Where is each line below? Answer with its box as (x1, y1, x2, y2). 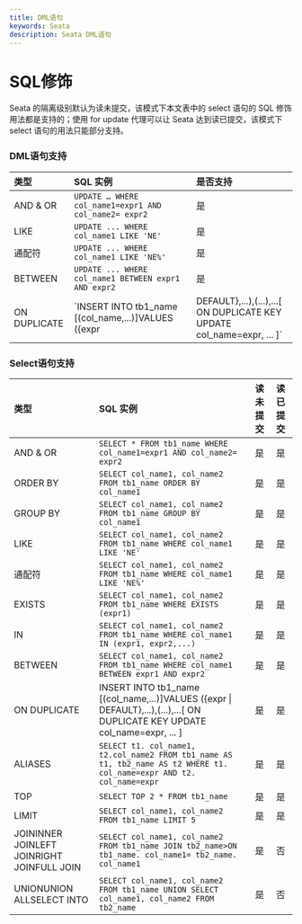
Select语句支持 (9, 357, 75, 369)
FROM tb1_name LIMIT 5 (98, 814, 196, 825)
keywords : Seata (9, 22, 70, 31)
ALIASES (13, 757, 51, 769)
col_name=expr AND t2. (98, 768, 196, 777)
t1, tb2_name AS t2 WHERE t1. (98, 759, 228, 769)
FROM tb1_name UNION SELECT (98, 884, 219, 894)
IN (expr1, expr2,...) (98, 638, 196, 648)
